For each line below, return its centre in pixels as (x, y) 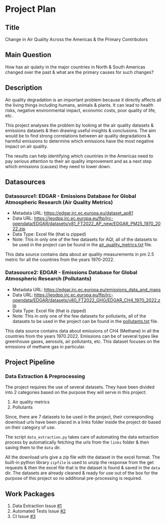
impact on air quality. (27, 146)
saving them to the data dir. (33, 448)
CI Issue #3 (24, 517)
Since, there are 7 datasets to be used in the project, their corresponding (79, 417)
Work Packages (30, 494)
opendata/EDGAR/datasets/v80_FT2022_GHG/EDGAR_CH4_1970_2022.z (86, 300)
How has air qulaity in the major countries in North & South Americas (75, 67)
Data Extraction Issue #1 (37, 506)
